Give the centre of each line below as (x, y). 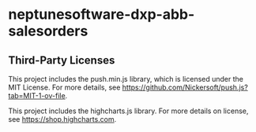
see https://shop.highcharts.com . (62, 119)
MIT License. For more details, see (64, 87)
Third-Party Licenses (62, 60)
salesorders (48, 31)
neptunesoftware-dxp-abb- (102, 15)
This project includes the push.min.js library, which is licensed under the (126, 79)
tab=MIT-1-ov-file (37, 95)
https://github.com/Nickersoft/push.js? (185, 87)
